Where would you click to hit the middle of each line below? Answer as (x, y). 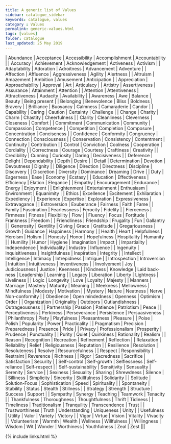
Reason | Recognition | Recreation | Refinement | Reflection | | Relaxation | (83, 339)
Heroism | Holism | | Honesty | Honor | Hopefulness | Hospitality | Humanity (85, 237)
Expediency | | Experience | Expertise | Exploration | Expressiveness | (78, 199)
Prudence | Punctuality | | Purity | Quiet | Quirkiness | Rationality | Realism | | (86, 334)
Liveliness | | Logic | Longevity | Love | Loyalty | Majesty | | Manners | (78, 280)
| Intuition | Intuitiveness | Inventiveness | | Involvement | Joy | (70, 264)
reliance (14, 367)
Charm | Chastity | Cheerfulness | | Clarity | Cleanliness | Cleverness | (79, 117)
